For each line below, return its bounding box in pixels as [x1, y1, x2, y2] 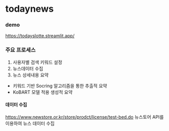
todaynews [5, 3, 54, 15]
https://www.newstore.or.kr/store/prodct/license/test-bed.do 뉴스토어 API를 [5, 114, 164, 120]
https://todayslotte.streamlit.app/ [5, 33, 75, 39]
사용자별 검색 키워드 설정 [12, 59, 62, 65]
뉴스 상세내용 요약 [12, 72, 49, 78]
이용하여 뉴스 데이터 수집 [5, 120, 55, 126]
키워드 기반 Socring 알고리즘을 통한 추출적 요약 [12, 83, 108, 89]
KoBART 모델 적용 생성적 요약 [12, 89, 73, 95]
